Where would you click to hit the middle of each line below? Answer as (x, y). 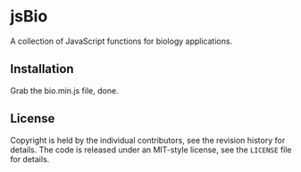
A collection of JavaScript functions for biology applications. (121, 41)
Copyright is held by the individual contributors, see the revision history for (148, 140)
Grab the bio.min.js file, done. (64, 90)
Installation (42, 69)
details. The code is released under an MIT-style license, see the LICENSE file (151, 150)
